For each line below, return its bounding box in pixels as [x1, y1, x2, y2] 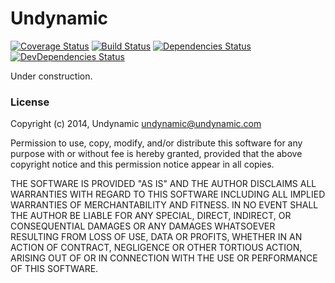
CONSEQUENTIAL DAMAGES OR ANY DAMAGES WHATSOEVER [10, 220, 276, 232]
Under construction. [10, 70, 93, 82]
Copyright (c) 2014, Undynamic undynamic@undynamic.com [10, 118, 262, 130]
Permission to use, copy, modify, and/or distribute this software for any [10, 137, 303, 149]
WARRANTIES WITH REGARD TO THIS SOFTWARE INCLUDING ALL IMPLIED [10, 188, 326, 201]
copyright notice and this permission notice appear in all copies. [10, 158, 275, 171]
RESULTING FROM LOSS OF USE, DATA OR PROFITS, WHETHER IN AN [10, 231, 303, 243]
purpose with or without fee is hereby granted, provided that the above [10, 148, 303, 160]
